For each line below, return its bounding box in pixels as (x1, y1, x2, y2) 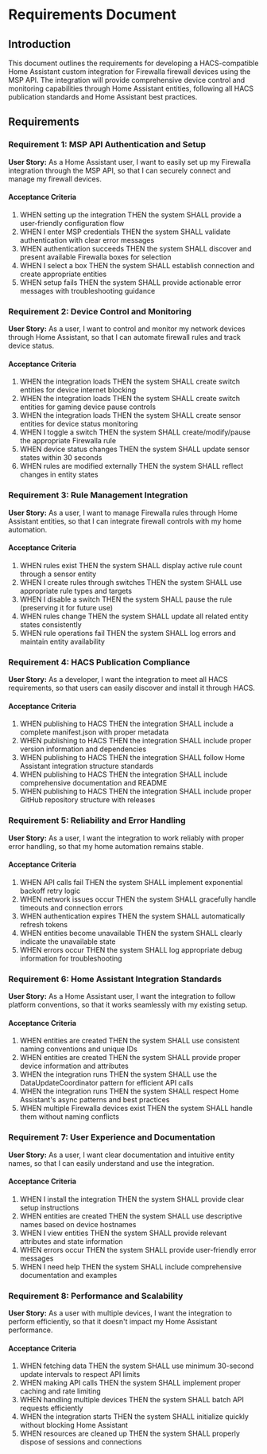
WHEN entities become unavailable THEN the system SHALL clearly (19, 928, 242, 937)
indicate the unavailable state (19, 937, 116, 946)
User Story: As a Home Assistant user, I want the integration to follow (8, 992, 236, 1001)
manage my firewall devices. (8, 173, 102, 184)
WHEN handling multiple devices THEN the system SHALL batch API (19, 1395, 244, 1405)
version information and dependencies (19, 744, 147, 754)
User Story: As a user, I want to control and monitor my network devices (8, 324, 246, 333)
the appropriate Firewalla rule (19, 436, 117, 446)
